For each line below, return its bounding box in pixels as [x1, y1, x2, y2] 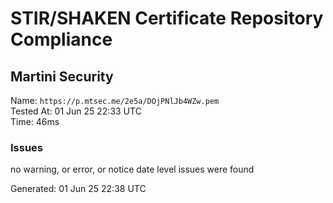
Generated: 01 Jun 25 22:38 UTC [10, 183, 147, 195]
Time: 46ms [10, 116, 60, 127]
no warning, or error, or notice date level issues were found [10, 163, 255, 176]
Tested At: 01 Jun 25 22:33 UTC [10, 105, 142, 117]
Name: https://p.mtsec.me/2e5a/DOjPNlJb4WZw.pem [10, 95, 220, 106]
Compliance [10, 28, 113, 51]
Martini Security [10, 68, 114, 85]
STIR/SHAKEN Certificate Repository [10, 7, 324, 30]
